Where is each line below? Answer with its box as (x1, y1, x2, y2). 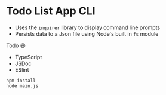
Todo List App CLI (6, 4, 96, 18)
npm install (6, 78, 36, 84)
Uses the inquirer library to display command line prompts (14, 24, 161, 31)
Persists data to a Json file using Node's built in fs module (14, 30, 159, 37)
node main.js (6, 82, 39, 89)
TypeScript (14, 53, 42, 60)
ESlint (14, 66, 29, 73)
